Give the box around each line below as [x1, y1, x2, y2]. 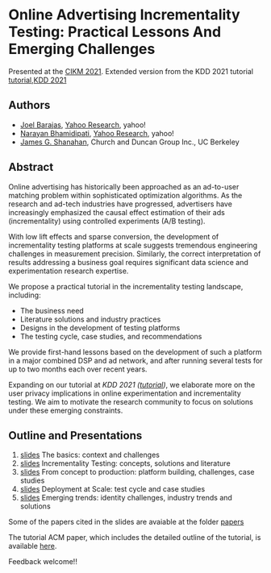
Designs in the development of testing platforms [19, 322, 181, 332]
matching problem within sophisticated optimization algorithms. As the [8, 190, 243, 200]
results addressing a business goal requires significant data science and [8, 257, 248, 267]
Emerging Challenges [8, 40, 156, 58]
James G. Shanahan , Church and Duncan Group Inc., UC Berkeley [19, 137, 240, 147]
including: [8, 290, 42, 300]
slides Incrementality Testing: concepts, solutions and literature [19, 459, 231, 468]
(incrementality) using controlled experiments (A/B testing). [8, 216, 206, 226]
